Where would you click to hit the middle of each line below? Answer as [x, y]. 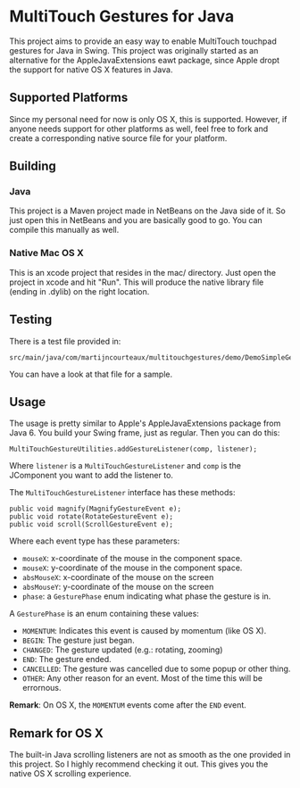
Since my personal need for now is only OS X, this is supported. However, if [148, 119]
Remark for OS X [57, 733]
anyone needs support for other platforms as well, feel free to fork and [139, 129]
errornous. [42, 688]
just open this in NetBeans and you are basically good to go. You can [136, 220]
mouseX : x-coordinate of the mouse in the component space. [132, 559]
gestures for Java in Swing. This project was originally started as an [134, 50]
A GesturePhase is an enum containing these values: [104, 614]
